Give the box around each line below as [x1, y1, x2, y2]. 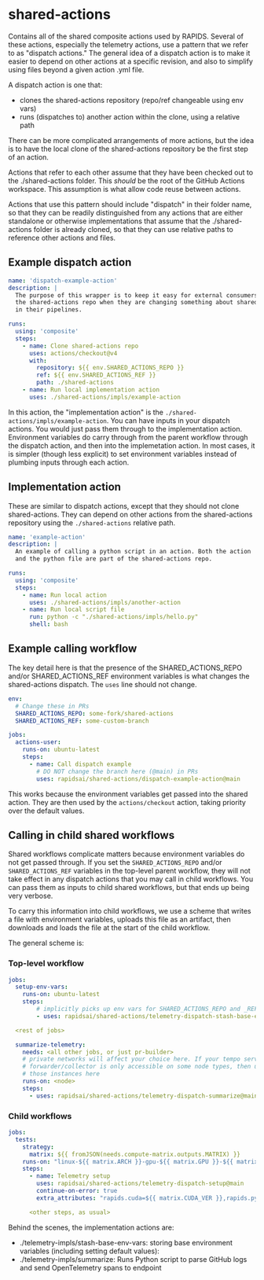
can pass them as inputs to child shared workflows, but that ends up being [8, 883, 250, 892]
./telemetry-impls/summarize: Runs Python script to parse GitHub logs [19, 1254, 247, 1263]
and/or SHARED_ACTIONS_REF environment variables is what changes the [8, 671, 250, 681]
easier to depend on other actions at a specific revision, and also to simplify [8, 57, 254, 66]
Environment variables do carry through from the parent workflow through [8, 432, 249, 442]
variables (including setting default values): [19, 1246, 159, 1256]
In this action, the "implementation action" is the [8, 407, 163, 417]
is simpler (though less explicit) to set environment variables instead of [8, 449, 237, 458]
